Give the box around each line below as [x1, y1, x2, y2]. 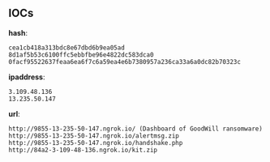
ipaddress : [8, 72, 45, 82]
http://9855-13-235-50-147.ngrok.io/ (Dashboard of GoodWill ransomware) [8, 125, 264, 133]
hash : [8, 28, 28, 37]
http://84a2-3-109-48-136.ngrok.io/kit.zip [8, 146, 158, 154]
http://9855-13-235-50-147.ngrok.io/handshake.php [8, 139, 183, 147]
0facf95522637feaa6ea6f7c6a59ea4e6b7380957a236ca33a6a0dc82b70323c [8, 58, 242, 66]
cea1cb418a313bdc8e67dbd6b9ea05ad [8, 44, 126, 52]
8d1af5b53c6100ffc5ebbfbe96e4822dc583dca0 [8, 50, 154, 59]
